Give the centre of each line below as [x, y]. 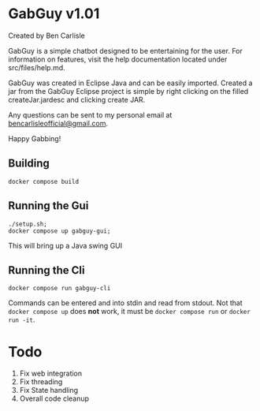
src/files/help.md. [37, 67]
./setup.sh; [28, 224]
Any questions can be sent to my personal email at [90, 114]
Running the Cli [46, 270]
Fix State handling [49, 390]
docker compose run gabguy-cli [59, 289]
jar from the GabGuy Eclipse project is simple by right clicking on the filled [128, 91]
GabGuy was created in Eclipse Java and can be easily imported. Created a [130, 83]
